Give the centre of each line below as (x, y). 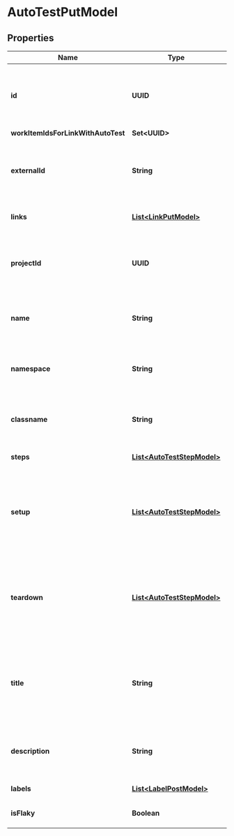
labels (21, 789)
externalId (28, 170)
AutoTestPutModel (63, 12)
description (30, 751)
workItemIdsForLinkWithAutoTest (68, 133)
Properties (31, 38)
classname (29, 419)
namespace (31, 369)
